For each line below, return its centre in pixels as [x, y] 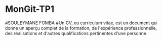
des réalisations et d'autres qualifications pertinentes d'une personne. [76, 33]
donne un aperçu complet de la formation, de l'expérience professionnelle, [81, 28]
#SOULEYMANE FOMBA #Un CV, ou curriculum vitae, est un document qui [81, 23]
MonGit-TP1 [30, 9]
